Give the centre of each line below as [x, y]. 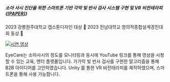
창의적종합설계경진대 [142, 27]
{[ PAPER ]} [16, 13]
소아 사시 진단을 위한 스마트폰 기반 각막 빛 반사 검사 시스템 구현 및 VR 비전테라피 [84, 8]
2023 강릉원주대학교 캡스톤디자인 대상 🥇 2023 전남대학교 [63, 27]
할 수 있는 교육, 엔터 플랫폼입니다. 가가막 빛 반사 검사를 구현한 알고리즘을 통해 [82, 61]
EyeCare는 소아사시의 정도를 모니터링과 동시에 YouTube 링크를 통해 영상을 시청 [85, 55]
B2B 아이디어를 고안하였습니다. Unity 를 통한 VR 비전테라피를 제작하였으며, [80, 67]
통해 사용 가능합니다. [39, 74]
